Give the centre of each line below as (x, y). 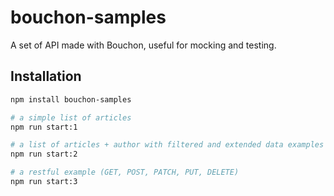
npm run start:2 (44, 154)
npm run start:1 (44, 127)
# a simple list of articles (71, 117)
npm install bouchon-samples (71, 99)
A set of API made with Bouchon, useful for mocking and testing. (143, 45)
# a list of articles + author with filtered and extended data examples (167, 145)
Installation (46, 76)
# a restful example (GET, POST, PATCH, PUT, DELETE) (125, 172)
